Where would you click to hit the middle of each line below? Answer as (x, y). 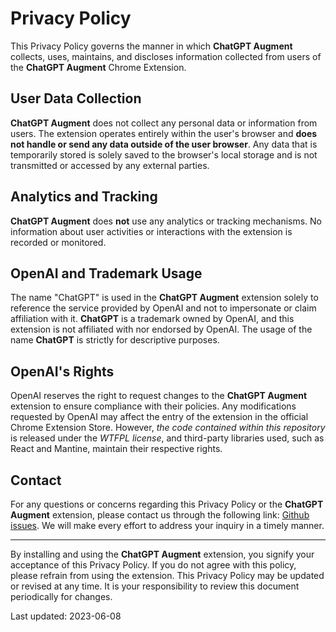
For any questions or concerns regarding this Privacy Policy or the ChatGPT (167, 504)
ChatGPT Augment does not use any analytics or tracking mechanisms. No (166, 221)
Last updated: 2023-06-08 (66, 616)
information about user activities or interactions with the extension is (151, 231)
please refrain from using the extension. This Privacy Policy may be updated (167, 575)
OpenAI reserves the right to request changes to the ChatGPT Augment (159, 396)
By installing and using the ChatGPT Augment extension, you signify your (162, 554)
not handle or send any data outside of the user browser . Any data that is (164, 144)
